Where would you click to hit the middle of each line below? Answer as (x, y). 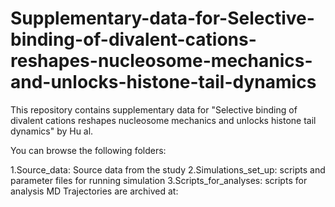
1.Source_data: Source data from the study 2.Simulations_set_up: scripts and (168, 169)
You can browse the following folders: (88, 150)
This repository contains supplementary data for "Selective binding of (154, 109)
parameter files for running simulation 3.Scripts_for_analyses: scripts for (159, 180)
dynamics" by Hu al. (52, 131)
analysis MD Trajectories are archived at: (94, 191)
